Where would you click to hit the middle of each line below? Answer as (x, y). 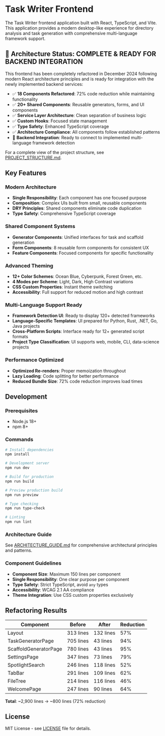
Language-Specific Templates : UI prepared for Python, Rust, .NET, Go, (85, 321)
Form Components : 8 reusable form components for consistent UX (81, 247)
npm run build (20, 481)
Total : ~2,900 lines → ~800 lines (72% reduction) (55, 701)
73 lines (103, 657)
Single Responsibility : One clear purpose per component (71, 579)
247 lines (78, 689)
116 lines (104, 681)
